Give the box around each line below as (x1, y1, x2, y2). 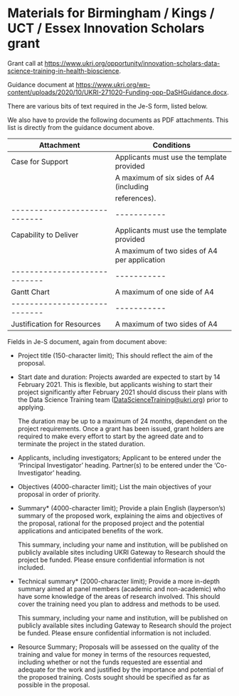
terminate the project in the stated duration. (17, 439, 146, 448)
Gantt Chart (11, 287, 50, 297)
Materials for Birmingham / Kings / (7, 5, 215, 21)
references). (115, 193, 156, 203)
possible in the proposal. (17, 680, 90, 689)
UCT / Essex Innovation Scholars (7, 20, 205, 36)
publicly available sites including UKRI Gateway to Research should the (17, 548, 226, 556)
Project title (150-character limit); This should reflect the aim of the (17, 351, 213, 360)
